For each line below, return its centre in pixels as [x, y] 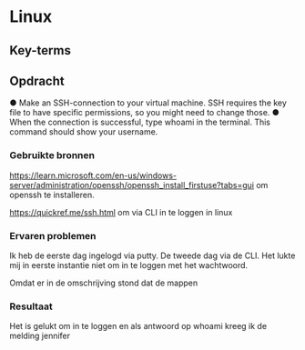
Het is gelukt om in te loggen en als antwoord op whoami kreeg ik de [138, 326]
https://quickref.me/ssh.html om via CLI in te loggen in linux [121, 212]
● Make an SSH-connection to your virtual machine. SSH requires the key [148, 103]
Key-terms [40, 50]
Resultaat [31, 306]
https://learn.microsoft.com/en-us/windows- [93, 175]
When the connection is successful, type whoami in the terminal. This [140, 122]
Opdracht [37, 80]
